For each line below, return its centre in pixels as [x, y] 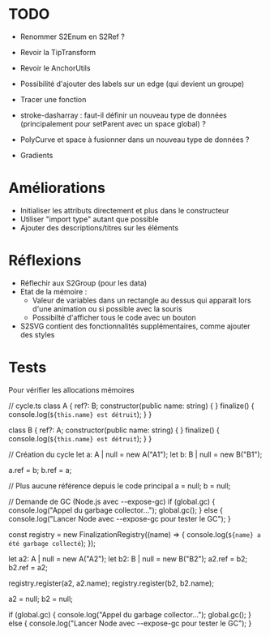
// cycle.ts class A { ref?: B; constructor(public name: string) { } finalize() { [131, 406]
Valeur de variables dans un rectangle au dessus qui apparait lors [141, 300]
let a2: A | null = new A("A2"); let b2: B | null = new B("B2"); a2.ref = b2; [128, 559]
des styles [37, 334]
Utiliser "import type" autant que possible [90, 219]
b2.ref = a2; [28, 567]
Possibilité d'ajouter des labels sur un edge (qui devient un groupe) [132, 84]
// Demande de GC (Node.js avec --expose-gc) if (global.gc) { [112, 501]
